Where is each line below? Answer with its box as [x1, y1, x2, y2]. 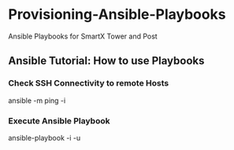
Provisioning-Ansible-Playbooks [8, 5, 226, 24]
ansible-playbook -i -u [8, 133, 81, 142]
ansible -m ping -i [8, 96, 66, 105]
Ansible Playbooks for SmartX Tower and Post [8, 31, 158, 41]
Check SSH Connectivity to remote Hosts [8, 78, 169, 89]
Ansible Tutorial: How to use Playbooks [8, 54, 205, 68]
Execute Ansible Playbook [8, 115, 110, 126]
